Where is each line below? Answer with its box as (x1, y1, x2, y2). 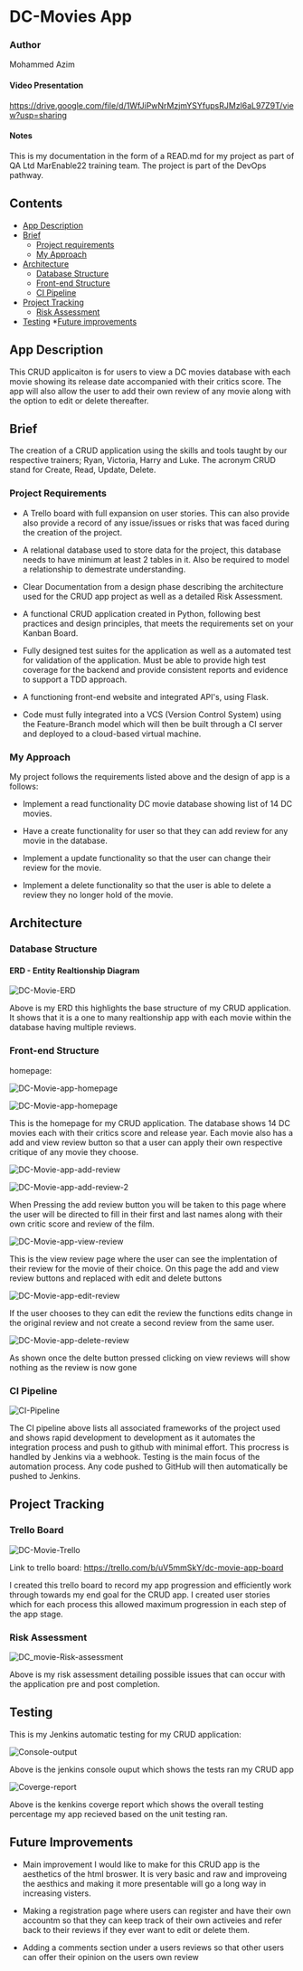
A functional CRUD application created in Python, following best (22, 608, 260, 619)
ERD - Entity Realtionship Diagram (9, 965, 140, 976)
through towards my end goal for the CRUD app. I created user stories (9, 1589, 270, 1600)
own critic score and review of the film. (9, 1218, 156, 1229)
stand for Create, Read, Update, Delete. (9, 464, 156, 476)
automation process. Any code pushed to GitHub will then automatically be (9, 1461, 289, 1472)
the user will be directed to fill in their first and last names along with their (9, 1208, 283, 1219)
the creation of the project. (22, 526, 123, 537)
